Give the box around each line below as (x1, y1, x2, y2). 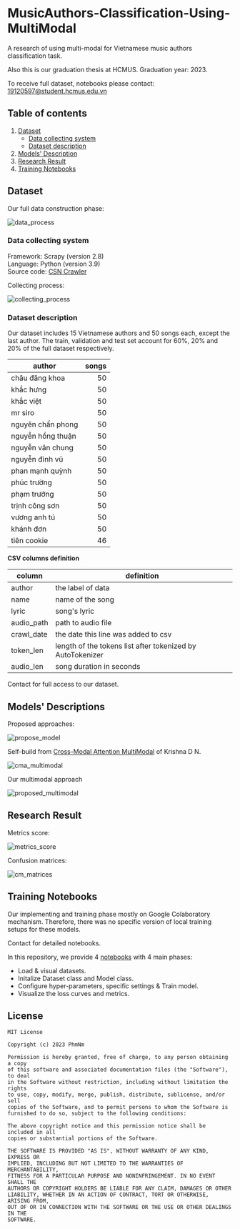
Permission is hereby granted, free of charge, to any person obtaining (7, 1054, 229, 1061)
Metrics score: (7, 828, 50, 837)
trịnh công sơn (11, 501, 60, 511)
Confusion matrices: (7, 856, 67, 865)
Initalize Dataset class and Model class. (17, 974, 134, 982)
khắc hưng (11, 384, 47, 394)
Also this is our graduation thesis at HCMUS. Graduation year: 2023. (7, 65, 209, 74)
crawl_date (11, 630, 48, 640)
